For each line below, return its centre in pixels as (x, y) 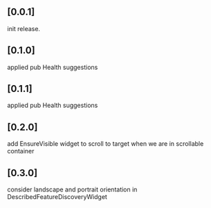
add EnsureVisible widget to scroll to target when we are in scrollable (105, 144)
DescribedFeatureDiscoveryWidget (57, 197)
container (21, 151)
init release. (24, 28)
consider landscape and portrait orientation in (72, 189)
